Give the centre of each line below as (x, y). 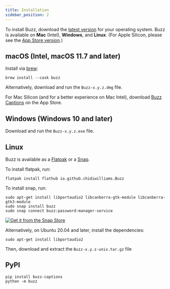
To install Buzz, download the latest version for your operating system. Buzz (85, 29)
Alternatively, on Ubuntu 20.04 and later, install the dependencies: (75, 230)
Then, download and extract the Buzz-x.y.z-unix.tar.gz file (68, 249)
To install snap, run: (26, 188)
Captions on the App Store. (34, 103)
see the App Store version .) (34, 40)
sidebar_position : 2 (27, 15)
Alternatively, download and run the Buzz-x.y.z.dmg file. (64, 87)
